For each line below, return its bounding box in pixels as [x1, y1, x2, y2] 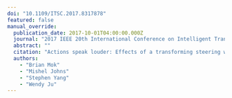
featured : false [7, 17, 54, 23]
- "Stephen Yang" [19, 74, 70, 81]
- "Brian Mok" [19, 61, 60, 68]
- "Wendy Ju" [19, 81, 57, 88]
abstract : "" [13, 42, 51, 49]
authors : [13, 55, 39, 62]
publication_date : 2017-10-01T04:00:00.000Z [13, 29, 144, 37]
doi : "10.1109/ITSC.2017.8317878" [7, 10, 107, 17]
